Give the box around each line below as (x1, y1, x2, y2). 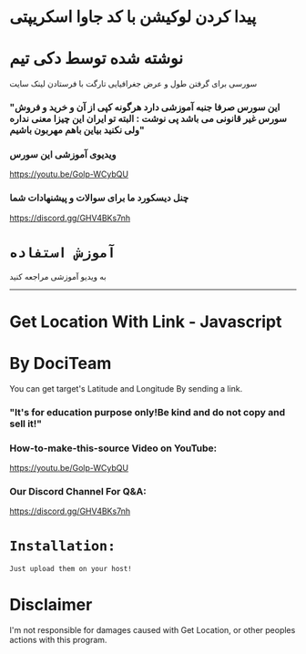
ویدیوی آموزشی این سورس (9, 148, 117, 160)
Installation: (9, 537, 117, 555)
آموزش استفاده (9, 244, 117, 261)
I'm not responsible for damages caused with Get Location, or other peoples (9, 625, 296, 636)
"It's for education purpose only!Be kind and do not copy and (9, 405, 285, 418)
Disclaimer (9, 595, 93, 616)
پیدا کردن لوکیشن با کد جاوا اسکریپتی (9, 6, 257, 27)
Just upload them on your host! (9, 565, 132, 574)
